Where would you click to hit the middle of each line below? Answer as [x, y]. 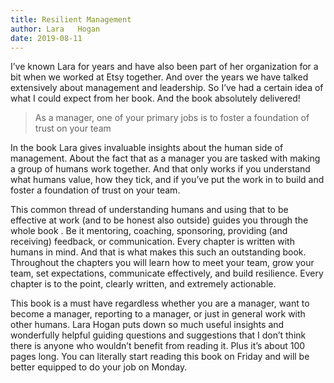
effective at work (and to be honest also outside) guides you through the [159, 220]
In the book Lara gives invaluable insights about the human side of [147, 148]
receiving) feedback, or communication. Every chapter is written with [152, 242]
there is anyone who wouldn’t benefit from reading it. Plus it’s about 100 [158, 346]
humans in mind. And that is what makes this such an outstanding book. [158, 252]
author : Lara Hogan [55, 29]
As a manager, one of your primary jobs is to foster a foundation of [172, 118]
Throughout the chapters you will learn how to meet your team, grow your [162, 263]
